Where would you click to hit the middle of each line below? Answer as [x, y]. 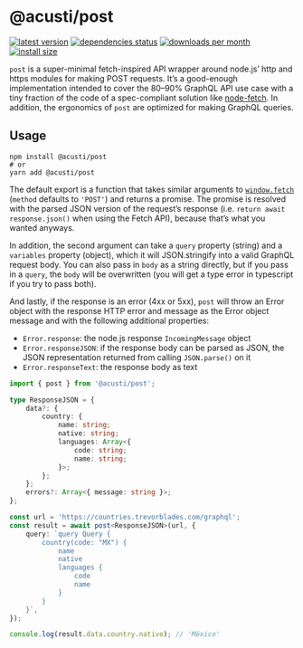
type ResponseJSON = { [52, 400]
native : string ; [88, 434]
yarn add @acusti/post [52, 172]
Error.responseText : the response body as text [110, 367]
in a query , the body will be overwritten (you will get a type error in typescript [151, 274]
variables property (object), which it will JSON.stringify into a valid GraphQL [152, 254]
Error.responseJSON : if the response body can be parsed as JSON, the [153, 348]
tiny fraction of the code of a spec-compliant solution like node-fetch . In [144, 98]
